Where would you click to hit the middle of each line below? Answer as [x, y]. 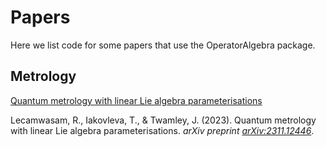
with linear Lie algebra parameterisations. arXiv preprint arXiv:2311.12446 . [162, 130]
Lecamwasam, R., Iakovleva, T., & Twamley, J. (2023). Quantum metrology [163, 120]
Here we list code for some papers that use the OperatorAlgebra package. [163, 45]
